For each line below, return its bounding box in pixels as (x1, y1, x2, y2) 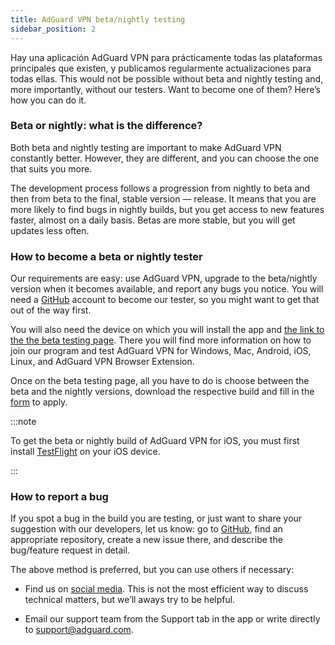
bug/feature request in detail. (10, 544, 131, 556)
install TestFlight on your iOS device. (10, 446, 161, 458)
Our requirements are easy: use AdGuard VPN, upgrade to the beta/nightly (10, 272, 318, 285)
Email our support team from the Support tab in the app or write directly (24, 613, 321, 625)
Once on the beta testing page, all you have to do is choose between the (10, 375, 310, 387)
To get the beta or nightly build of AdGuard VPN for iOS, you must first (10, 435, 300, 447)
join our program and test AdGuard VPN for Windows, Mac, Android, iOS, (10, 345, 312, 357)
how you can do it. (10, 94, 87, 106)
